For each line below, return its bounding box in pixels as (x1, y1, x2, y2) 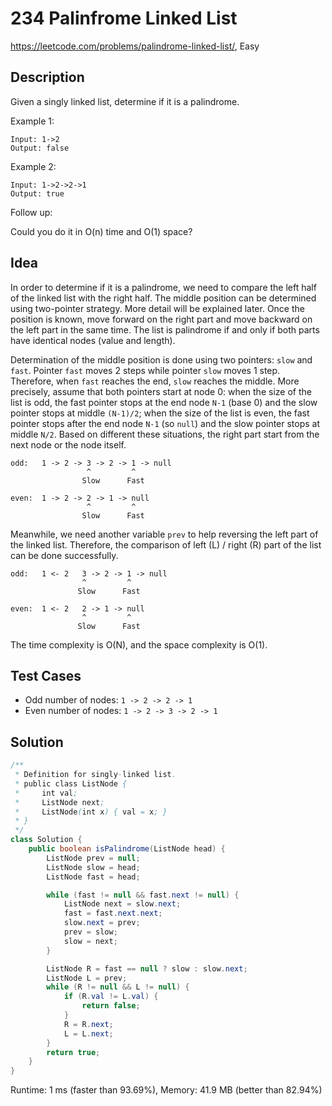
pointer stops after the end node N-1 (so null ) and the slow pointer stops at (10, 417, 321, 429)
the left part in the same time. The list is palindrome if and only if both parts (10, 323, 320, 336)
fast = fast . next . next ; (63, 908, 163, 919)
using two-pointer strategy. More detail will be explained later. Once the (10, 302, 305, 314)
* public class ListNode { (14, 778, 128, 789)
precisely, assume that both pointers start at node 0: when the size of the (10, 385, 312, 397)
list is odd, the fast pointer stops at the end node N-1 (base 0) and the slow (10, 396, 318, 408)
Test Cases (10, 667, 82, 684)
